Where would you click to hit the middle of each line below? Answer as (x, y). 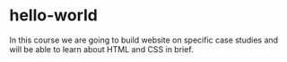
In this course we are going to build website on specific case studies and (144, 40)
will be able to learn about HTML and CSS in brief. (102, 49)
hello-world (54, 15)
